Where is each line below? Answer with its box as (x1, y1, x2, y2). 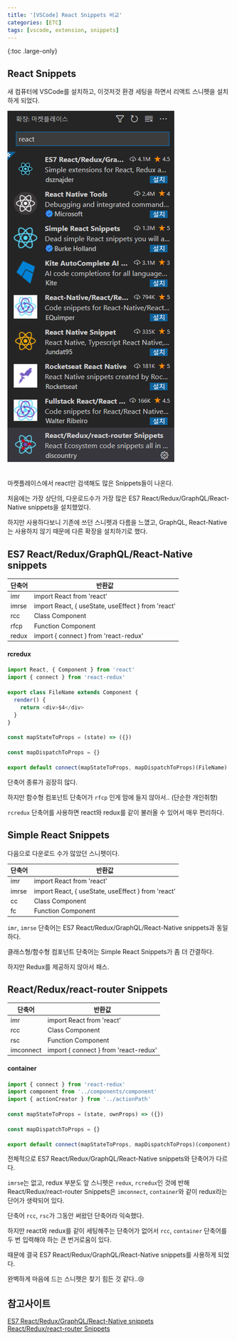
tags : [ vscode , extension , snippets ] (7, 26, 120, 33)
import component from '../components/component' (7, 1088, 158, 1096)
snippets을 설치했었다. (28, 503, 91, 512)
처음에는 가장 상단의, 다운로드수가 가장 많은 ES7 (7, 494, 140, 503)
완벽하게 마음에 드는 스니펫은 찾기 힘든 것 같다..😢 (7, 1274, 144, 1283)
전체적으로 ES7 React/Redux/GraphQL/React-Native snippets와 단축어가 (7, 1154, 215, 1163)
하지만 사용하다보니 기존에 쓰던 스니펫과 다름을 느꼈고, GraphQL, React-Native (7, 518, 228, 527)
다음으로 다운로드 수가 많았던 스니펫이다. (7, 849, 120, 857)
